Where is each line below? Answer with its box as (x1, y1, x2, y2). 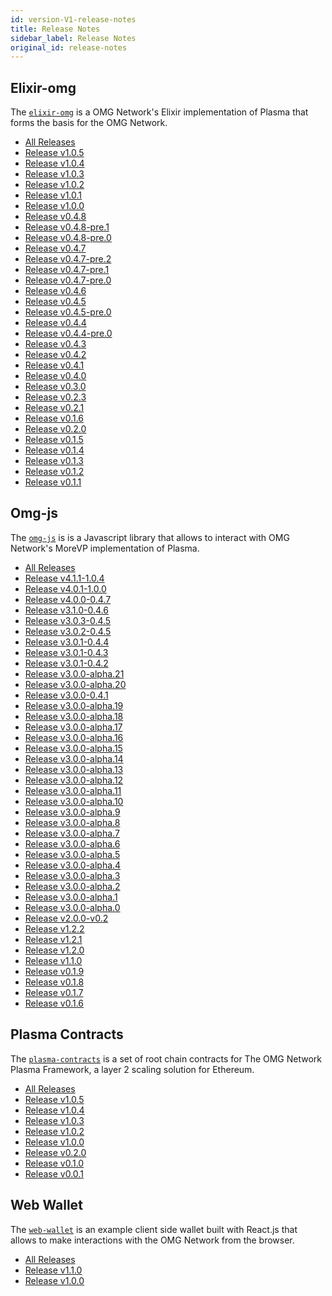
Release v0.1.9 (24, 965, 85, 977)
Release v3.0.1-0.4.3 (24, 646, 109, 658)
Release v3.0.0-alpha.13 (24, 763, 124, 775)
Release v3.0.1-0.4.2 (24, 657, 109, 669)
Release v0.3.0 (24, 381, 87, 393)
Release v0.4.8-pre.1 (24, 221, 110, 233)
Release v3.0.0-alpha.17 (24, 721, 123, 733)
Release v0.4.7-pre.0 (24, 274, 112, 286)
